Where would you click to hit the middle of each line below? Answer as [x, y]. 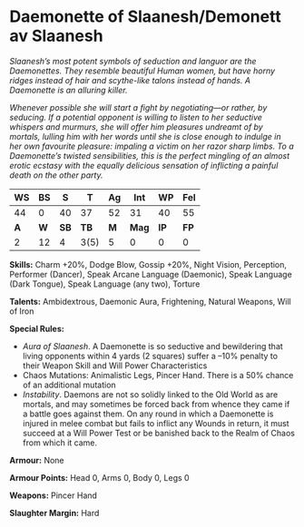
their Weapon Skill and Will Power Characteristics [115, 366]
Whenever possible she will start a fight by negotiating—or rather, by [138, 107]
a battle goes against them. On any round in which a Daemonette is [148, 414]
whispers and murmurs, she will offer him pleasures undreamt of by [136, 127]
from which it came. [60, 443]
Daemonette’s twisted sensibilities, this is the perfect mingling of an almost [150, 155]
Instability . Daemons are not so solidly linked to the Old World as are [150, 394]
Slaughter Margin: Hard [54, 512]
